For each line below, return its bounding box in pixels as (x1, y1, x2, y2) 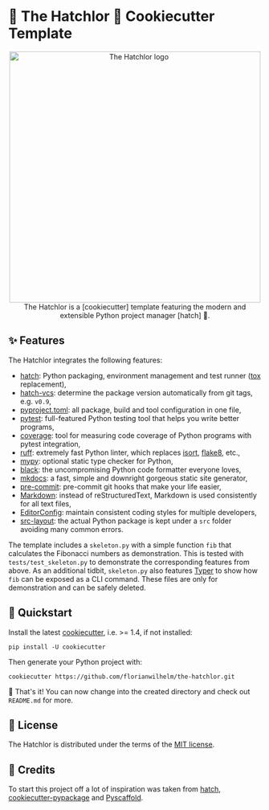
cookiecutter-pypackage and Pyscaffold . (8, 793, 144, 803)
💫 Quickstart (8, 606, 72, 620)
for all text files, (19, 498, 72, 509)
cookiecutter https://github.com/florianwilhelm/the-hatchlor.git (8, 673, 235, 681)
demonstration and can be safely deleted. (8, 583, 146, 592)
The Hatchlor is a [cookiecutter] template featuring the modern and (23, 301, 247, 312)
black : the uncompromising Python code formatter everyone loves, (19, 464, 242, 474)
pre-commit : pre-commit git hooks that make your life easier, (19, 481, 222, 491)
